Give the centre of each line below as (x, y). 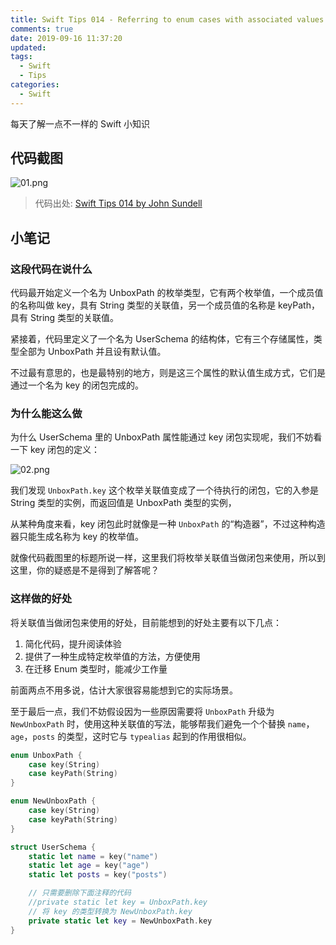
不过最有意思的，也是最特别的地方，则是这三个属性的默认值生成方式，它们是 (168, 373)
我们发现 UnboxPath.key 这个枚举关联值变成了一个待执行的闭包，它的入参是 (164, 490)
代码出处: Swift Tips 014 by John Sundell (118, 203)
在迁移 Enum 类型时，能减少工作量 (96, 668)
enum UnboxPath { (46, 755)
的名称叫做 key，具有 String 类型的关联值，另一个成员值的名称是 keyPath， (165, 305)
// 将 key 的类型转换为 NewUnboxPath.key (110, 911)
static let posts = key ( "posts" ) (98, 875)
